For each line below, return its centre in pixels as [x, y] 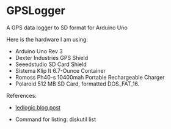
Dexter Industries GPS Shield [52, 57]
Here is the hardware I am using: [47, 39]
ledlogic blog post [38, 107]
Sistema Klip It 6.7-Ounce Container [60, 70]
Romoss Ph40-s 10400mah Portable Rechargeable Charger [90, 77]
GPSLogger [36, 11]
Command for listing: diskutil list [56, 119]
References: [21, 95]
